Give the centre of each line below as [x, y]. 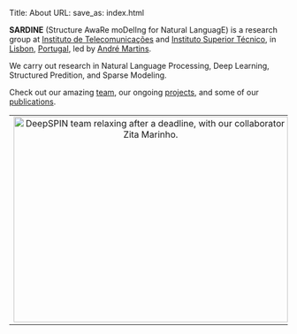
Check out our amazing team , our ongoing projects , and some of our [134, 92]
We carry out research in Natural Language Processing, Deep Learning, [139, 66]
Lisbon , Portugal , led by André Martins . [80, 49]
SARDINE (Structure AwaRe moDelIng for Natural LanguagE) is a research [144, 30]
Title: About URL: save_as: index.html [76, 13]
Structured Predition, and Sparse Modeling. [88, 75]
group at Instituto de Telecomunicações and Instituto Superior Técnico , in [143, 39]
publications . [33, 102]
